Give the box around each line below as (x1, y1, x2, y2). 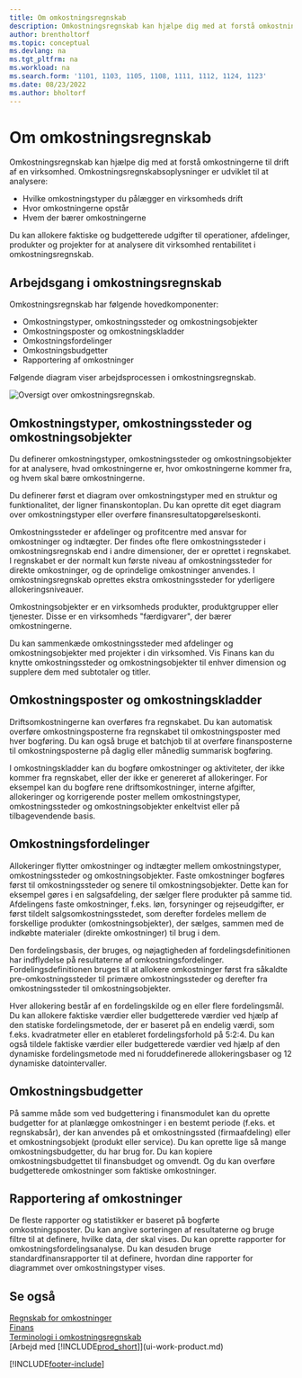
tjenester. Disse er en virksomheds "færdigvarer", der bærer (9, 611, 232, 622)
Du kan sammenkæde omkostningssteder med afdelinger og (9, 638, 234, 649)
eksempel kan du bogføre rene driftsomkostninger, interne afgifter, (9, 782, 256, 792)
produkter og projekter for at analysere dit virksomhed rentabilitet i (9, 239, 256, 250)
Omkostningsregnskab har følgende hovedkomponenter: (9, 299, 219, 310)
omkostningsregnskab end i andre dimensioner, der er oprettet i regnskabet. (9, 546, 292, 557)
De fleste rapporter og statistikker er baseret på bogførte (9, 1215, 220, 1226)
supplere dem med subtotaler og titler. (9, 667, 151, 677)
